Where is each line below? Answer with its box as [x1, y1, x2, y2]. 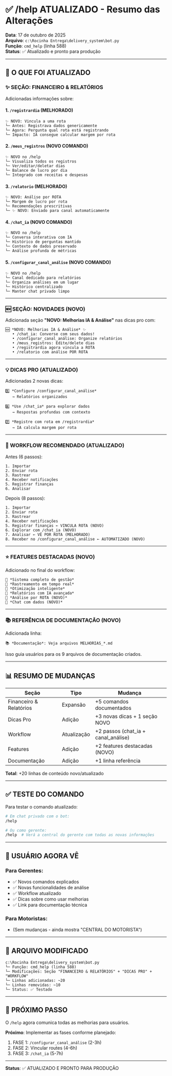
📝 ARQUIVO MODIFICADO [5, 946, 89, 955]
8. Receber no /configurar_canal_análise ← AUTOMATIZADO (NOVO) [5, 536, 145, 542]
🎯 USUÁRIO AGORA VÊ [5, 851, 79, 860]
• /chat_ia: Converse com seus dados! [12, 331, 95, 336]
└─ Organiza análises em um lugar [5, 279, 79, 285]
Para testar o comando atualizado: [5, 803, 78, 810]
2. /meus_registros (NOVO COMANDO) [5, 143, 89, 149]
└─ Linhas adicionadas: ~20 [5, 978, 66, 983]
